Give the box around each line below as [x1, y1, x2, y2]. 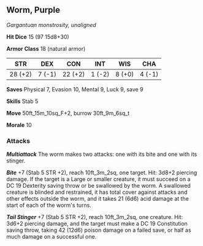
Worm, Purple [6, 5, 60, 15]
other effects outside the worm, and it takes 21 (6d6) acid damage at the [6, 195, 189, 202]
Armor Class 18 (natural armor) [6, 45, 86, 52]
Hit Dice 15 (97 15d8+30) [6, 33, 69, 40]
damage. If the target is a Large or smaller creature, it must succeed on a [6, 175, 191, 183]
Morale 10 [6, 121, 32, 128]
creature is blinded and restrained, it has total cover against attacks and [6, 188, 188, 196]
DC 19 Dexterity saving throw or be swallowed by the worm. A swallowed [6, 182, 191, 190]
